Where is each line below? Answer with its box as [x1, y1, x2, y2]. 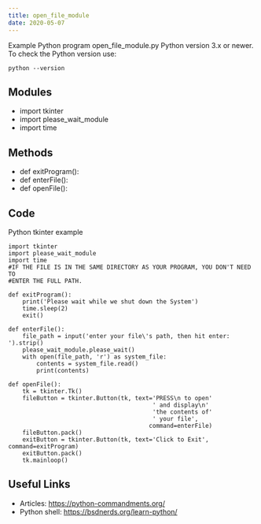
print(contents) [36, 366, 90, 374]
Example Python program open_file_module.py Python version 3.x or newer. [8, 40, 254, 50]
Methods [8, 146, 53, 159]
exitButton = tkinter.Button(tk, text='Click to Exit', [22, 435, 210, 444]
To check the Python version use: [8, 49, 117, 58]
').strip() [8, 339, 44, 347]
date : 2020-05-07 [8, 19, 65, 27]
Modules [8, 85, 53, 98]
